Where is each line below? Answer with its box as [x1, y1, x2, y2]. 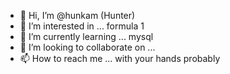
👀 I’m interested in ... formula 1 [19, 20, 145, 32]
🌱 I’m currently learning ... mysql [19, 31, 154, 42]
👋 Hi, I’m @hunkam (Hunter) [19, 10, 136, 21]
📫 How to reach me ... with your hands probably [19, 53, 221, 64]
